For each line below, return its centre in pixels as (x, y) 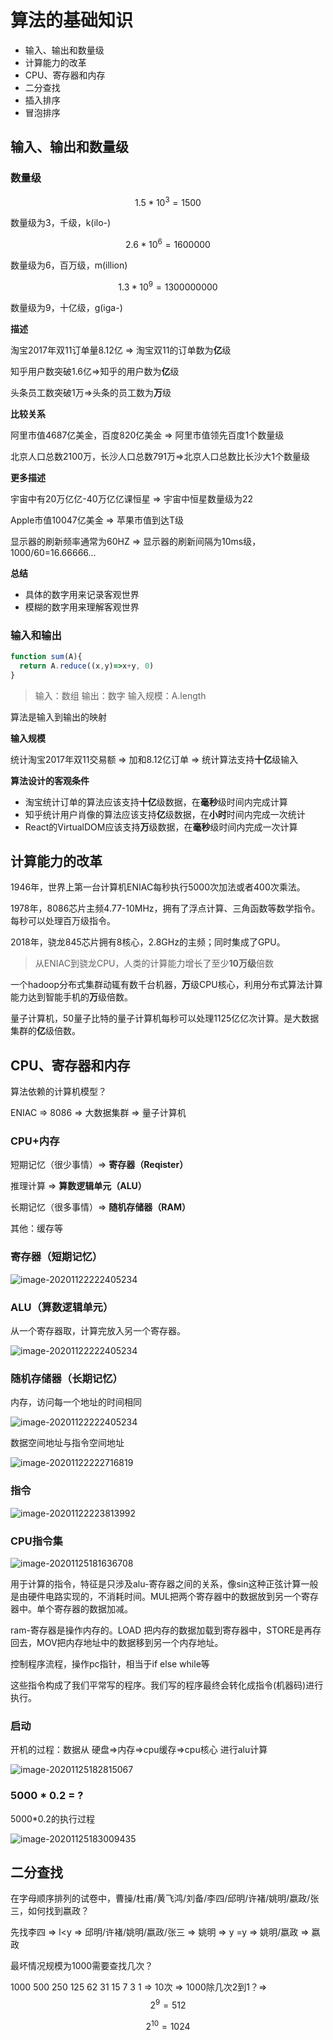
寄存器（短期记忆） (56, 1257)
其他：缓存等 (36, 1228)
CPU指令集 (36, 1541)
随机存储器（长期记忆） (66, 1378)
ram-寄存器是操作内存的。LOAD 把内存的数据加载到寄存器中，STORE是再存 (166, 1630)
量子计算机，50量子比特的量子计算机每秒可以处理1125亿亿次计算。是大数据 (165, 1018)
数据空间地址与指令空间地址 (67, 1443)
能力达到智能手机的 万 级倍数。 (71, 997)
